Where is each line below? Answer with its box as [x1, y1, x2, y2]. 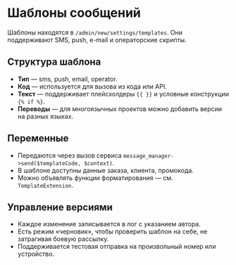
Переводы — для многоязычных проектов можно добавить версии [17, 104, 223, 113]
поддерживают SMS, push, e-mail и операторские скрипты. [7, 35, 187, 44]
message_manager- [123, 153, 174, 160]
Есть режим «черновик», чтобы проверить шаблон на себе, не [17, 227, 208, 236]
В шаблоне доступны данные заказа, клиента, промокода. [17, 166, 194, 174]
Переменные [7, 132, 69, 145]
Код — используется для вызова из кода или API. [17, 82, 167, 91]
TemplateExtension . [17, 181, 74, 189]
